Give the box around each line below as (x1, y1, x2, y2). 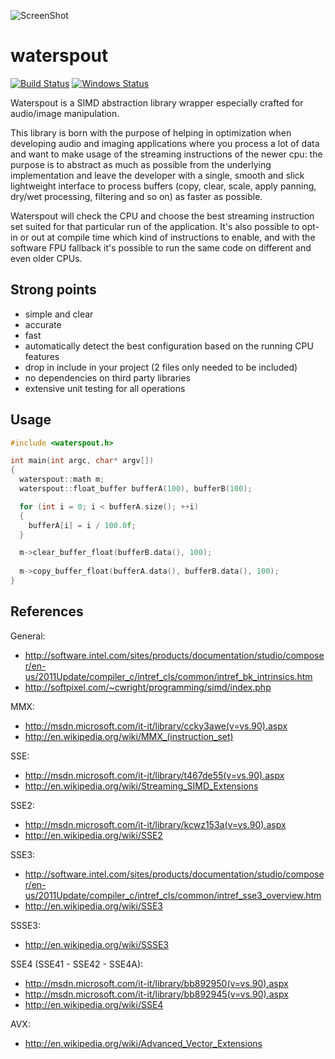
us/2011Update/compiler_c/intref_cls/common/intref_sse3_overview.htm (24, 889, 322, 901)
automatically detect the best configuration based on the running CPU (24, 340, 314, 352)
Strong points (10, 281, 97, 299)
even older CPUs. (10, 252, 83, 264)
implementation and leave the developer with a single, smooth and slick (10, 169, 305, 181)
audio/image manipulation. (10, 107, 120, 119)
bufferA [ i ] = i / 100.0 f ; (28, 520, 137, 530)
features (24, 350, 60, 362)
